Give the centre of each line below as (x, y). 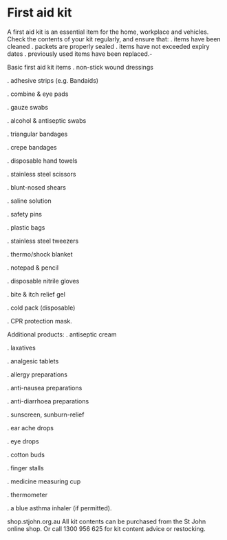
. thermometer (28, 494)
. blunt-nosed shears (37, 187)
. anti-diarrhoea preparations (48, 401)
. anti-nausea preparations (45, 388)
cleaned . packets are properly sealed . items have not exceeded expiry (108, 46)
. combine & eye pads (38, 94)
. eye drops (23, 441)
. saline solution (29, 201)
